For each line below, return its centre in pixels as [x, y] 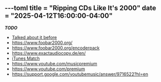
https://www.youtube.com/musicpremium [54, 63]
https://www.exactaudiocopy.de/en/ [49, 53]
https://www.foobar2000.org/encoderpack [56, 48]
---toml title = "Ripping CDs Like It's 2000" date [80, 8]
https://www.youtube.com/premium [48, 69]
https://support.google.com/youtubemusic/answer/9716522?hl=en [80, 74]
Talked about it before [34, 37]
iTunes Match [26, 58]
